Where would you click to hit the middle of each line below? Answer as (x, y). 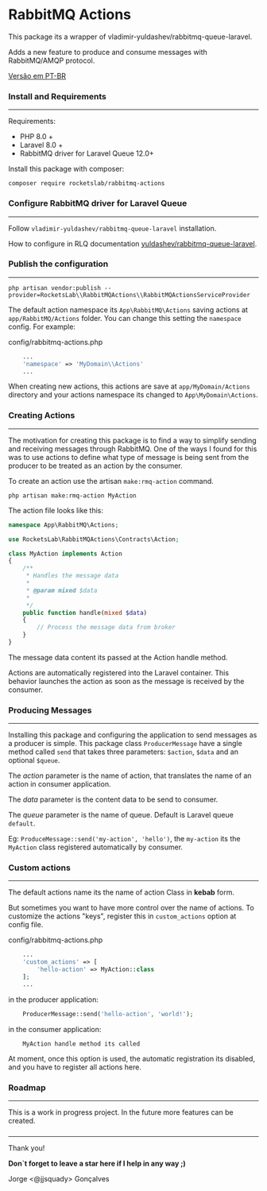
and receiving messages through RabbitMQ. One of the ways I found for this (133, 449)
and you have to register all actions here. (75, 1067)
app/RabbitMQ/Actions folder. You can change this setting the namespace (125, 318)
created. (22, 1121)
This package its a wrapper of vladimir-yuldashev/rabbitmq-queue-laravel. (130, 37)
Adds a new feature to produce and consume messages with (108, 52)
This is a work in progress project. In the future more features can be (121, 1112)
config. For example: (42, 327)
